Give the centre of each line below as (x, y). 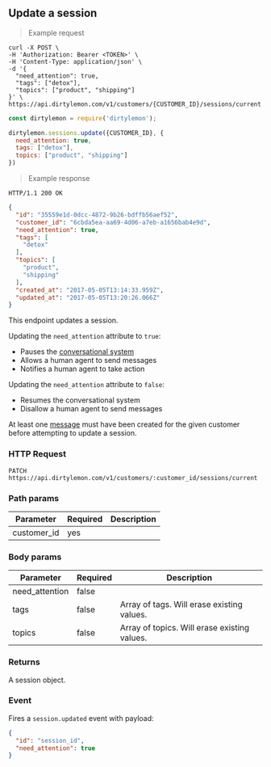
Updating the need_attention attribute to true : (85, 336)
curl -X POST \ (34, 48)
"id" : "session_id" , (50, 740)
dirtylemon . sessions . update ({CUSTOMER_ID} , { (86, 133)
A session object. (37, 680)
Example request (56, 32)
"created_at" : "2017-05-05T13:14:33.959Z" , (90, 290)
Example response (59, 179)
